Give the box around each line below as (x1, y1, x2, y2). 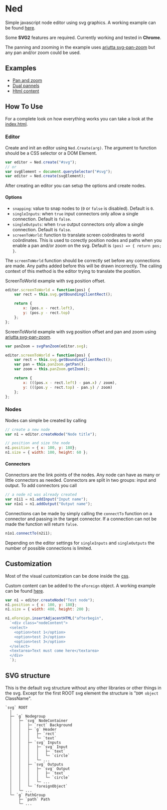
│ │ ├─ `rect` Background (9, 723, 72, 728)
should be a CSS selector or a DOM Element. (5, 150, 97, 156)
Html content (12, 88, 39, 94)
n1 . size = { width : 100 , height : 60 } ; (5, 450, 88, 455)
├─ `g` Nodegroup (9, 714, 46, 719)
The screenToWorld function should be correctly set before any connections (5, 257, 161, 263)
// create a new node (5, 427, 50, 432)
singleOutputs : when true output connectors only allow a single (12, 221, 144, 227)
